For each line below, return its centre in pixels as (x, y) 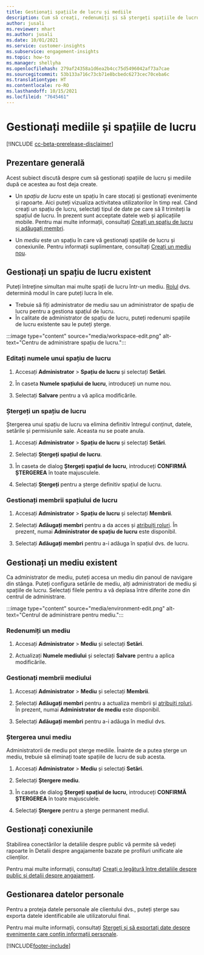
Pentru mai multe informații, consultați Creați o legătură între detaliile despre (102, 869)
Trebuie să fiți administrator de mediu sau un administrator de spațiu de (104, 305)
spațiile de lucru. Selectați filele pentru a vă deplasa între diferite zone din (98, 590)
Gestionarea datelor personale (65, 894)
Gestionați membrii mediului (49, 678)
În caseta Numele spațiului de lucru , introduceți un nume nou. (93, 383)
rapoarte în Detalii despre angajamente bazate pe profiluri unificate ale (95, 850)
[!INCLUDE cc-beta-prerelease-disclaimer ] (60, 144)
